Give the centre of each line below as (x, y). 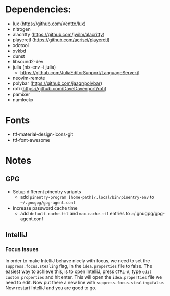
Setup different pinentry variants (47, 191)
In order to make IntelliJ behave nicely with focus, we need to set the (78, 260)
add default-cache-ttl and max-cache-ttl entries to (75, 213)
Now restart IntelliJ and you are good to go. (51, 288)
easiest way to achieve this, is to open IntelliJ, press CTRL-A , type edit (79, 271)
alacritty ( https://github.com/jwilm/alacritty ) (58, 34)
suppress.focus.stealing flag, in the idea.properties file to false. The (79, 266)
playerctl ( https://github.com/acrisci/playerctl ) (61, 40)
